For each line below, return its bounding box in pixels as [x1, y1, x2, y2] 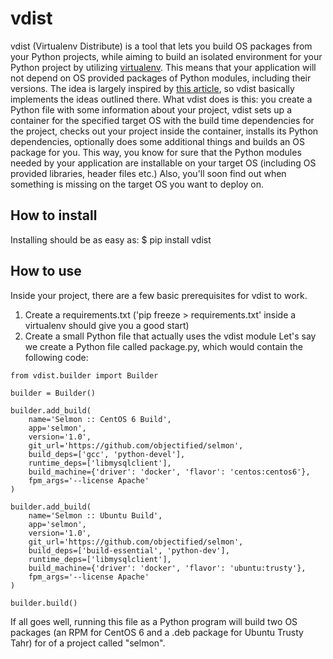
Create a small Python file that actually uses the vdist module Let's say [24, 330, 317, 342]
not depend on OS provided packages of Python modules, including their [10, 72, 312, 84]
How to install [10, 207, 98, 224]
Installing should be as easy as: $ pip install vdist [10, 233, 212, 246]
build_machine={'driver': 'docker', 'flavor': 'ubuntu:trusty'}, [28, 563, 307, 573]
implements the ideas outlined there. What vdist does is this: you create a [10, 93, 313, 105]
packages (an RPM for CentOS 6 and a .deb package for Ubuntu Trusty [10, 626, 304, 638]
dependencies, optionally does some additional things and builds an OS [10, 135, 305, 147]
